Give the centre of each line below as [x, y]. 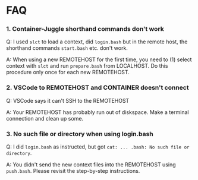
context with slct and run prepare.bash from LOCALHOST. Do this [87, 66]
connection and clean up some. [45, 118]
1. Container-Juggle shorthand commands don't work [85, 29]
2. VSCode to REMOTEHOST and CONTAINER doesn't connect [98, 88]
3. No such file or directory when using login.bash [80, 134]
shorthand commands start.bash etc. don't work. [67, 48]
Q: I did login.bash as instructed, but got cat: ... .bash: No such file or [98, 147]
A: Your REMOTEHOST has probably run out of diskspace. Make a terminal [98, 112]
